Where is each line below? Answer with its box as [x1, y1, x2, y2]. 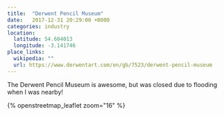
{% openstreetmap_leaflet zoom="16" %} [7, 101, 126, 109]
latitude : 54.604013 [13, 36, 73, 43]
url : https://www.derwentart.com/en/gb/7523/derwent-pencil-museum [13, 61, 213, 68]
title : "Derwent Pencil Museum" [7, 10, 104, 17]
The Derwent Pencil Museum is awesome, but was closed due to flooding [7, 80, 218, 88]
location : [7, 29, 36, 37]
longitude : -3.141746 [13, 42, 76, 49]
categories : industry [7, 23, 70, 30]
